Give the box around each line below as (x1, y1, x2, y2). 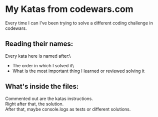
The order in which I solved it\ (12, 62, 74, 68)
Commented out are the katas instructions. (5, 96, 93, 102)
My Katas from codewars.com (5, 3, 133, 15)
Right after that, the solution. (5, 101, 64, 107)
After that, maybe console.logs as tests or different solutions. (5, 106, 131, 112)
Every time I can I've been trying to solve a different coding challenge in (5, 20, 153, 26)
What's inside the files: (5, 82, 79, 91)
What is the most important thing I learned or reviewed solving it (12, 68, 145, 74)
